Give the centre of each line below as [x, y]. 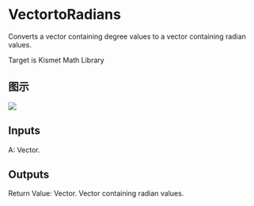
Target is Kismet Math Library [56, 60]
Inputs [25, 131]
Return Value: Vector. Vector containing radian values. [96, 193]
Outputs [29, 174]
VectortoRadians [64, 15]
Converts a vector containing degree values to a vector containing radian [127, 36]
